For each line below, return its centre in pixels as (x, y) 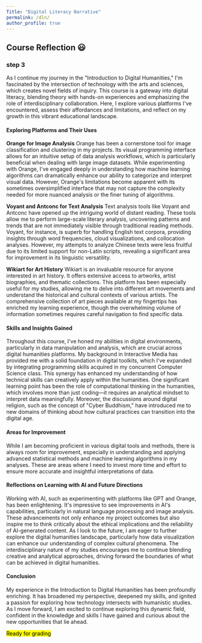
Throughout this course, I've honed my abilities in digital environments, (94, 341)
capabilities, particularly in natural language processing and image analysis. (100, 511)
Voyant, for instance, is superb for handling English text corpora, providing (99, 232)
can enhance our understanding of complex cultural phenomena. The (93, 543)
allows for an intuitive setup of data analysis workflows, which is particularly (101, 156)
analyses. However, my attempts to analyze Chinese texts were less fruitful (99, 245)
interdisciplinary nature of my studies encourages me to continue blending (99, 550)
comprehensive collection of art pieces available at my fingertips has (92, 302)
